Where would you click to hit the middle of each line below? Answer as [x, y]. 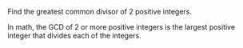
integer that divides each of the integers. [74, 36]
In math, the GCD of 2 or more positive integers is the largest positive [121, 27]
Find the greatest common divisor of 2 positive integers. [100, 12]
